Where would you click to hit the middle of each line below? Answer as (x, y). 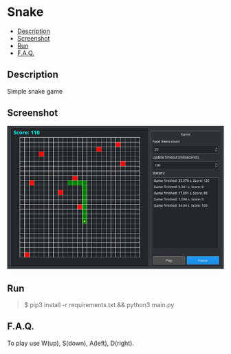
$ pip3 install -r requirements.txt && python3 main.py (99, 305)
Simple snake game (35, 91)
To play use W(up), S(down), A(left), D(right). (70, 343)
